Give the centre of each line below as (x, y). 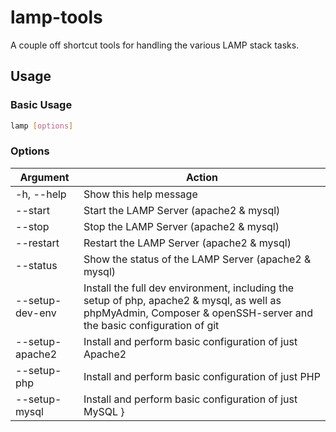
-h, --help (41, 194)
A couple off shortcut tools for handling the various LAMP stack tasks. (155, 45)
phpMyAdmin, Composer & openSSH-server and (198, 313)
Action (201, 177)
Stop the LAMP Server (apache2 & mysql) (181, 226)
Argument (44, 177)
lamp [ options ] (42, 126)
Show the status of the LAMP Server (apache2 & (197, 259)
